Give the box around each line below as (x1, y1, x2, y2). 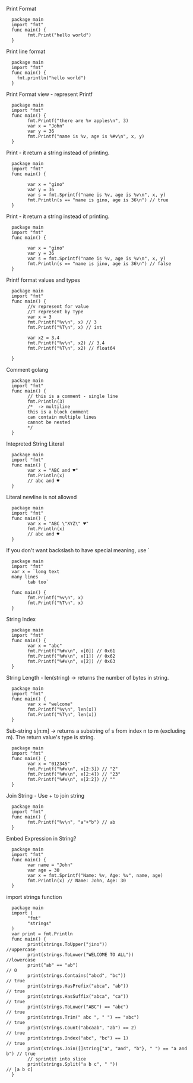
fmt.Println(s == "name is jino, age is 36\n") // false (27, 261, 171, 267)
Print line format (6, 48, 46, 55)
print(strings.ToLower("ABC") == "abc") (27, 1004, 129, 1010)
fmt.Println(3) (27, 399, 65, 404)
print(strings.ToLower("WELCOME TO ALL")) (27, 952, 134, 958)
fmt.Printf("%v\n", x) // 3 (27, 319, 97, 325)
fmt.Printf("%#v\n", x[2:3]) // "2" (27, 766, 118, 772)
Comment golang (6, 366, 49, 373)
